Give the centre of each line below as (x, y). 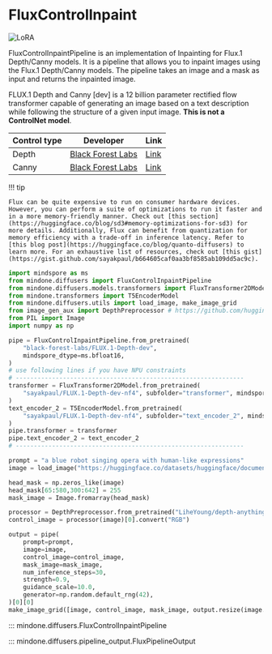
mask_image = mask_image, (63, 565)
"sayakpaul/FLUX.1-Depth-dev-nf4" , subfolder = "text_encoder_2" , (134, 416)
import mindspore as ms (49, 273)
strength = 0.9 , (47, 580)
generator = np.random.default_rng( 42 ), (88, 595)
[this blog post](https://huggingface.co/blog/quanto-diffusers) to (126, 245)
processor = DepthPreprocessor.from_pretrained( (92, 512)
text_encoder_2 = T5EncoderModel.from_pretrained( (96, 408)
